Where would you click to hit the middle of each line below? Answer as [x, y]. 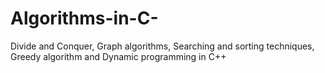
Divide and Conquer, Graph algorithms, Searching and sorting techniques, [162, 46]
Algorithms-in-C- [84, 18]
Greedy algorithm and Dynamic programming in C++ [118, 56]
